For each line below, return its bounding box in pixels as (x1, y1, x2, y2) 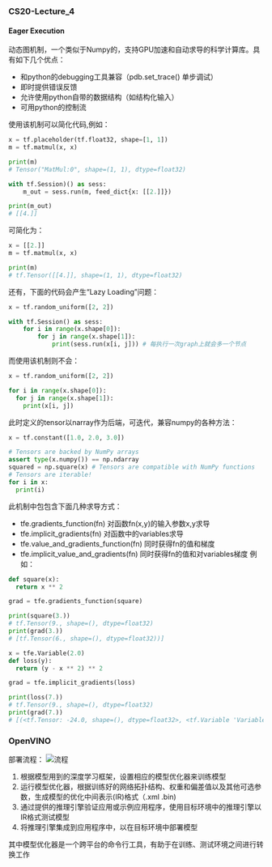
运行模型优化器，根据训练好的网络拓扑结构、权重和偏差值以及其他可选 (19, 782, 255, 792)
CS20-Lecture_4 (8, 6, 75, 17)
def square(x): (8, 575, 60, 584)
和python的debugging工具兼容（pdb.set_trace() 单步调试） (19, 72, 218, 82)
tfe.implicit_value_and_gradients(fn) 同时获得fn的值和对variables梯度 (19, 549, 249, 559)
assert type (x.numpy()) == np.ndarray (8, 456, 139, 464)
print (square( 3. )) (8, 612, 70, 620)
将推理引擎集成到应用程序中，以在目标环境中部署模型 (19, 822, 198, 832)
